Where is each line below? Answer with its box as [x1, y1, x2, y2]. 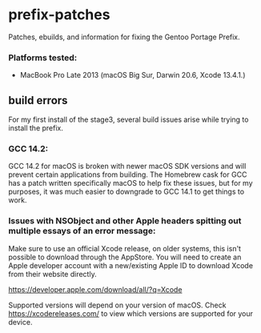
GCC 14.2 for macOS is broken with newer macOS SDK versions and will [8, 162, 247, 171]
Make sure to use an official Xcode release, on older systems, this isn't [8, 243, 242, 253]
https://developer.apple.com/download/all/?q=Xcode [8, 284, 183, 294]
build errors [8, 94, 68, 107]
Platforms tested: [8, 52, 78, 63]
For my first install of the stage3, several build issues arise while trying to [8, 114, 249, 125]
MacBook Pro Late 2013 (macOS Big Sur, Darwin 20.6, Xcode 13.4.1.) [19, 70, 246, 80]
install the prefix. [8, 123, 64, 133]
